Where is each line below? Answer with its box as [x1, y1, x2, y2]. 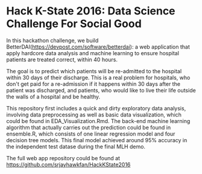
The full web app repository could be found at [6, 154, 121, 161]
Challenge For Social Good [6, 17, 142, 31]
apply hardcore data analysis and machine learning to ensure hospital [6, 49, 180, 56]
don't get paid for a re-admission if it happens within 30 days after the [6, 80, 181, 88]
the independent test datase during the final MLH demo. [6, 143, 146, 150]
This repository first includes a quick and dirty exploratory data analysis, [6, 104, 186, 112]
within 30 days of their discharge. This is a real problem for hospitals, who [6, 74, 191, 81]
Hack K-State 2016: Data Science [6, 4, 176, 18]
